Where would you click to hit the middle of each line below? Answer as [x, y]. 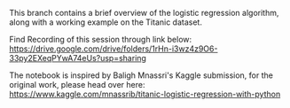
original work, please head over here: [77, 85]
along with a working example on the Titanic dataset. [106, 22]
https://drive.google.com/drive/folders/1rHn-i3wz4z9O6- [114, 49]
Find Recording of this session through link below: [101, 39]
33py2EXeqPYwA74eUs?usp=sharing [78, 58]
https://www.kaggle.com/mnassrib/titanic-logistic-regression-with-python [145, 94]
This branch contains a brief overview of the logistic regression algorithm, [144, 13]
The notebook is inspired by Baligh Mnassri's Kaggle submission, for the [141, 75]
